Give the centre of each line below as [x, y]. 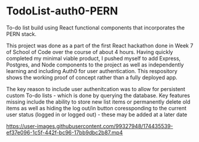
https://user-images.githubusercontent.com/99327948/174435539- [90, 126]
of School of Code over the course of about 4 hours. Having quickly [90, 52]
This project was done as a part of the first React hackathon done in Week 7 [100, 46]
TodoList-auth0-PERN [62, 11]
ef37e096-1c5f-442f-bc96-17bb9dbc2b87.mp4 [65, 132]
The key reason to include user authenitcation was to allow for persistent [96, 89]
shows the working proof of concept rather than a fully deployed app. [92, 77]
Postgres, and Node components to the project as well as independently [95, 65]
